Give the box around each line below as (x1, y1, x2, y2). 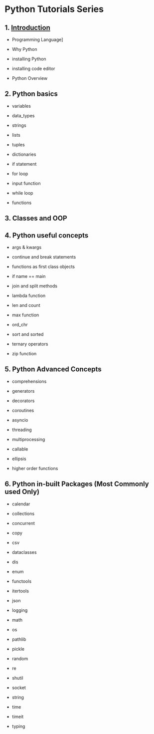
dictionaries (11, 151, 36, 157)
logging (11, 607, 28, 613)
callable (11, 446, 28, 452)
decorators (11, 398, 35, 404)
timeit (11, 714, 24, 720)
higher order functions (11, 465, 58, 471)
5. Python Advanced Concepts (4, 365, 102, 374)
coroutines (11, 407, 34, 413)
